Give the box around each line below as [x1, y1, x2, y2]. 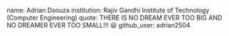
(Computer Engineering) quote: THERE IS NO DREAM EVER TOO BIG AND [6, 13, 223, 22]
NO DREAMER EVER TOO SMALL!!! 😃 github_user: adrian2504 [6, 21, 191, 29]
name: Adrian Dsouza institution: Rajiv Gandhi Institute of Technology [6, 6, 210, 14]
